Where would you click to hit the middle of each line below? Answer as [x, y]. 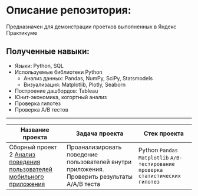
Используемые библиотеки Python [58, 72]
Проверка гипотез [37, 103]
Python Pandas [158, 150]
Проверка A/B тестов [42, 109]
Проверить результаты [100, 177]
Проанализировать [94, 147]
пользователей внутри [99, 162]
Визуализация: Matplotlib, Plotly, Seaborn [75, 84]
